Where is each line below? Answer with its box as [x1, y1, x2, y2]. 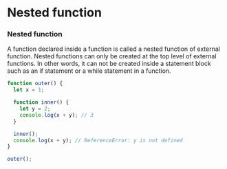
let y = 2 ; [19, 105, 51, 113]
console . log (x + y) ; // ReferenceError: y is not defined [13, 137, 184, 144]
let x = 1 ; [13, 87, 45, 93]
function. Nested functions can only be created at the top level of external [7, 52, 217, 60]
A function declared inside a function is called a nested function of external [7, 45, 220, 53]
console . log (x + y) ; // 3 [19, 111, 94, 118]
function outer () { [7, 80, 63, 87]
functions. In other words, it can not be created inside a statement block [7, 60, 211, 68]
